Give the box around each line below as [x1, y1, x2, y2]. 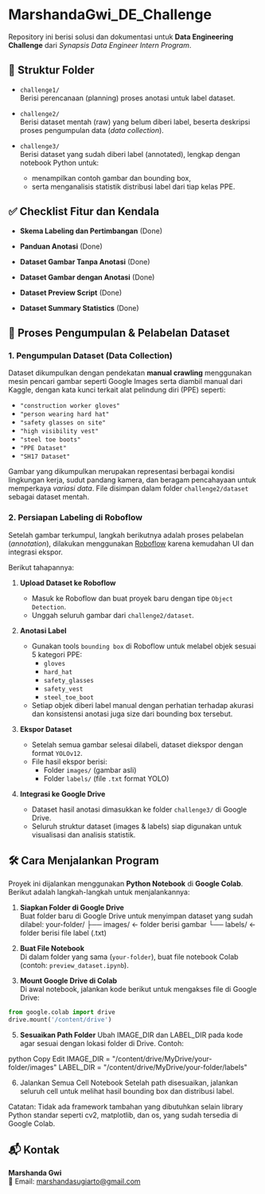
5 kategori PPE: [31, 649, 83, 659]
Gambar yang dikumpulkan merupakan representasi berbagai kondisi [8, 467, 235, 476]
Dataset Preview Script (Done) [19, 288, 123, 297]
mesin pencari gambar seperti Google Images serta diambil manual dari [8, 377, 243, 386]
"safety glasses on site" [19, 419, 106, 427]
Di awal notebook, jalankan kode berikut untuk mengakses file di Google [19, 985, 257, 994]
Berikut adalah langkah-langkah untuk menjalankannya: [8, 887, 190, 897]
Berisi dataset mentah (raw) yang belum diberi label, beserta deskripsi [19, 117, 251, 127]
